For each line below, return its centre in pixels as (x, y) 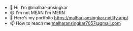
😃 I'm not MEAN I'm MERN (37, 13)
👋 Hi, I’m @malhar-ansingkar (39, 8)
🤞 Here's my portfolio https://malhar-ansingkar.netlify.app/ (69, 18)
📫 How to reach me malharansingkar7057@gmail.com (65, 23)
